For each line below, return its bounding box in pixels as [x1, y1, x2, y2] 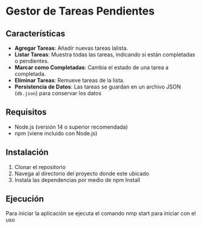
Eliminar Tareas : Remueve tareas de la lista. [14, 77, 125, 84]
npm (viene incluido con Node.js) [14, 129, 98, 137]
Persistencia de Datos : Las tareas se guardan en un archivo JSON [14, 83, 181, 90]
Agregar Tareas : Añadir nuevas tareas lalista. [14, 44, 129, 52]
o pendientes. [14, 58, 49, 64]
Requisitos [5, 107, 47, 118]
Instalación [5, 147, 49, 158]
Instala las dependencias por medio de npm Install [14, 176, 141, 183]
